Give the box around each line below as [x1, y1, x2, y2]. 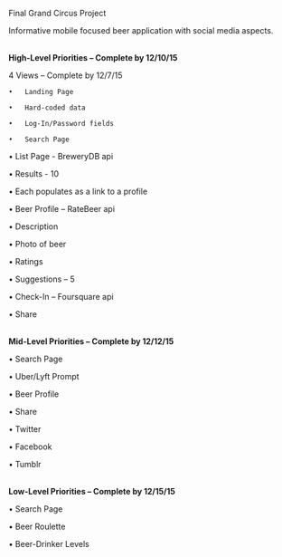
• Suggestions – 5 [8, 274, 76, 284]
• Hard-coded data [8, 103, 87, 112]
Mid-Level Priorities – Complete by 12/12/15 [8, 336, 174, 347]
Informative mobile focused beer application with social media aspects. [8, 25, 274, 35]
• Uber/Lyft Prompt [8, 371, 80, 381]
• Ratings [8, 256, 43, 266]
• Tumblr [8, 459, 42, 469]
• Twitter [8, 424, 42, 434]
